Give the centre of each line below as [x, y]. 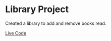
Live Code [16, 33]
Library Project [37, 9]
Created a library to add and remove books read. [56, 23]
